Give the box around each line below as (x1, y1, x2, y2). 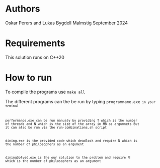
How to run (5, 72, 52, 83)
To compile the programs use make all (5, 89, 86, 95)
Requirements (5, 37, 65, 49)
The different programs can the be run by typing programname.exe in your (5, 98, 156, 104)
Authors (5, 3, 40, 15)
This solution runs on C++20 (5, 54, 64, 60)
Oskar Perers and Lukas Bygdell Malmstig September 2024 (5, 20, 128, 26)
